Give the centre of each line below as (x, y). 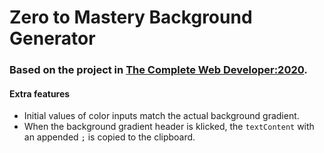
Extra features (40, 93)
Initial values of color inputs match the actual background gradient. (161, 116)
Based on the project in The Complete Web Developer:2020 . (158, 70)
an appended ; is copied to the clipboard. (109, 137)
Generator (52, 38)
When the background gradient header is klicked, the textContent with (169, 127)
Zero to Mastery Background (131, 17)
